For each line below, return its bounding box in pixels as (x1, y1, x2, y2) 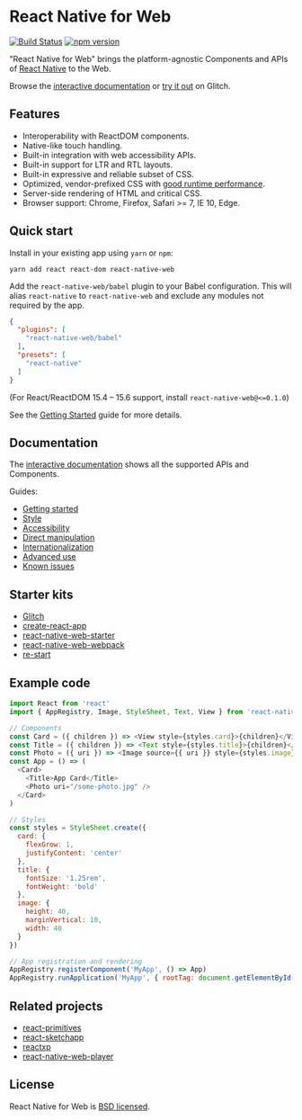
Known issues (22, 560, 75, 572)
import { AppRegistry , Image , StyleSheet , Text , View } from (9, 707, 244, 716)
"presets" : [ (17, 351, 67, 360)
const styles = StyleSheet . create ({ (9, 823, 147, 833)
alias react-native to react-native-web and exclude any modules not (9, 290, 264, 300)
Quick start (9, 223, 74, 239)
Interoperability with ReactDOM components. (22, 130, 190, 141)
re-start (22, 650, 51, 660)
